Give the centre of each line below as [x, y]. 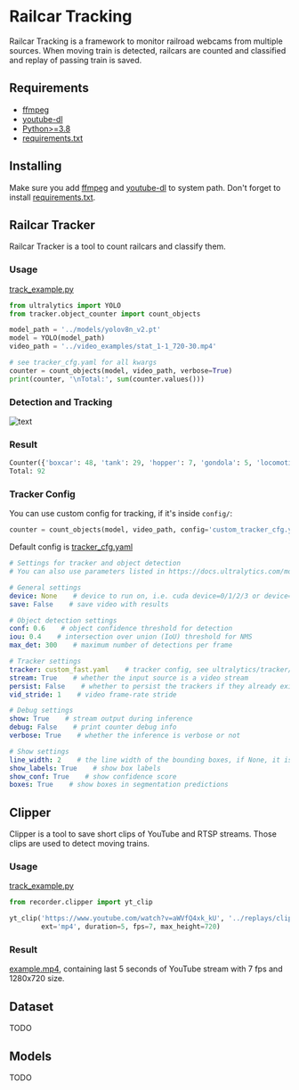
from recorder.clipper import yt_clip [81, 903]
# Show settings [39, 751]
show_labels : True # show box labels [85, 768]
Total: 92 [28, 471]
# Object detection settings [63, 620]
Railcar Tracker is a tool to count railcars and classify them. [118, 246]
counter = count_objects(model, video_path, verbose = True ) [121, 371]
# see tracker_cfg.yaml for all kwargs [83, 363]
